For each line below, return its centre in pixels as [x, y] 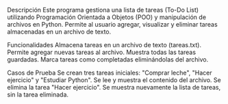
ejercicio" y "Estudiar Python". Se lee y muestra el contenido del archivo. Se [114, 80]
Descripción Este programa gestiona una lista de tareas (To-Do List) [103, 10]
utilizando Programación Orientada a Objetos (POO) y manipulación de [107, 17]
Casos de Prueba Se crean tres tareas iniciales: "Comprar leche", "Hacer [110, 73]
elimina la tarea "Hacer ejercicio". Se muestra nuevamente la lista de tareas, [114, 87]
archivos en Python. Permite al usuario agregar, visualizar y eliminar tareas [112, 24]
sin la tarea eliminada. [38, 94]
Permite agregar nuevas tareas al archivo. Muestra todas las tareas [102, 52]
